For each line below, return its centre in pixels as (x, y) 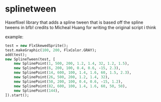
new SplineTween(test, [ (30, 59)
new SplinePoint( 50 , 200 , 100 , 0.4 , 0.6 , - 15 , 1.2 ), (68, 81)
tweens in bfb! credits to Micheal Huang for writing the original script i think (81, 27)
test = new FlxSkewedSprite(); (37, 45)
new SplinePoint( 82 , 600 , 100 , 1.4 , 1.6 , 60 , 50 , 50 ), (71, 86)
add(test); (16, 55)
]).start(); (17, 95)
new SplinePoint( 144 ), (37, 90)
